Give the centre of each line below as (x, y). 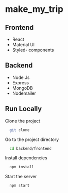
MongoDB (22, 88)
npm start (19, 186)
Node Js (21, 77)
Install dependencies (26, 158)
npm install (22, 167)
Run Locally (23, 109)
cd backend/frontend (31, 148)
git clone (19, 130)
